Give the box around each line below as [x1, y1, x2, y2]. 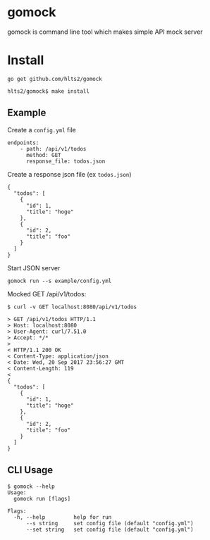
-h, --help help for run [13, 513, 112, 521]
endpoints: [7, 139, 39, 146]
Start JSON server [7, 263, 61, 272]
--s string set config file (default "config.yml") [25, 520, 194, 527]
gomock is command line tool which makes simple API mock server [7, 27, 203, 36]
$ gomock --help [7, 483, 55, 490]
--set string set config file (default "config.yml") [25, 526, 194, 533]
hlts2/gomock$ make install [7, 87, 90, 95]
